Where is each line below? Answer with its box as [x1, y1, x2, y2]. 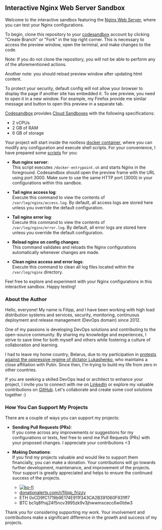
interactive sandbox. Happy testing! [5, 284, 76, 290]
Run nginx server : [12, 159, 49, 165]
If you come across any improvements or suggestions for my [12, 429, 134, 435]
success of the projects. [12, 475, 61, 481]
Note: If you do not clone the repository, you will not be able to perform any [5, 56, 156, 62]
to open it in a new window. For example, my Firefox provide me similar [5, 96, 147, 102]
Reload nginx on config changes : [12, 239, 80, 245]
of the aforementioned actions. [5, 61, 67, 67]
